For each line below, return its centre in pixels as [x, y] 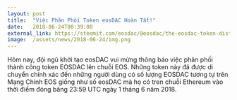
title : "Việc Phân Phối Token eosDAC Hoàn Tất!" [82, 20]
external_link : [30, 33]
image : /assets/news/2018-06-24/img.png [69, 40]
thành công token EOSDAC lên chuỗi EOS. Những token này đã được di [110, 67]
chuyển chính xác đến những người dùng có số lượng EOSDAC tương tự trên [118, 75]
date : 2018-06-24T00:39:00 [50, 27]
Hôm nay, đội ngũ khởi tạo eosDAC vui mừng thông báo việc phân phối [110, 59]
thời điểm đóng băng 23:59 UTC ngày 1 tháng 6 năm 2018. [92, 90]
